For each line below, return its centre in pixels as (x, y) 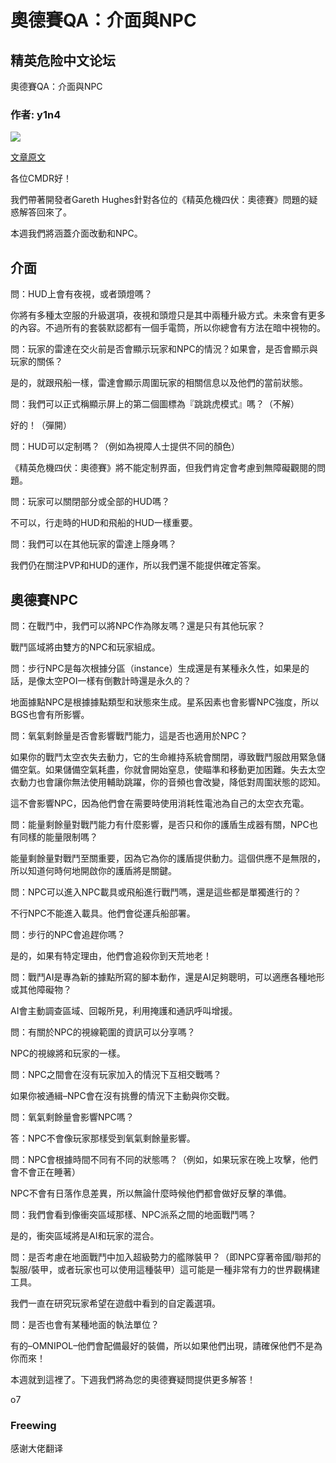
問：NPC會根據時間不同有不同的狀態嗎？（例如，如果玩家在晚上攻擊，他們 (164, 1159)
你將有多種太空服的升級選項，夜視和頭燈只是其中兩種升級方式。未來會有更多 (168, 315)
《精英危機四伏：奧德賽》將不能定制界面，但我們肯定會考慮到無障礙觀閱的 (163, 468)
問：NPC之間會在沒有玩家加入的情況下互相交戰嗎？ (116, 1074)
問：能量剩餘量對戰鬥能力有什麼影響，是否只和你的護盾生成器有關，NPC (160, 824)
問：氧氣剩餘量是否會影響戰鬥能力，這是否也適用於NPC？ (129, 735)
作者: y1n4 (36, 114)
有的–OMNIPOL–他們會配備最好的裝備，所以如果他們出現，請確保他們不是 (162, 1345)
